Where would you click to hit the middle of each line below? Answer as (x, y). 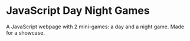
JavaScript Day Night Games (78, 11)
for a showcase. (26, 32)
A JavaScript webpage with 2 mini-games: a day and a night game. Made (95, 27)
